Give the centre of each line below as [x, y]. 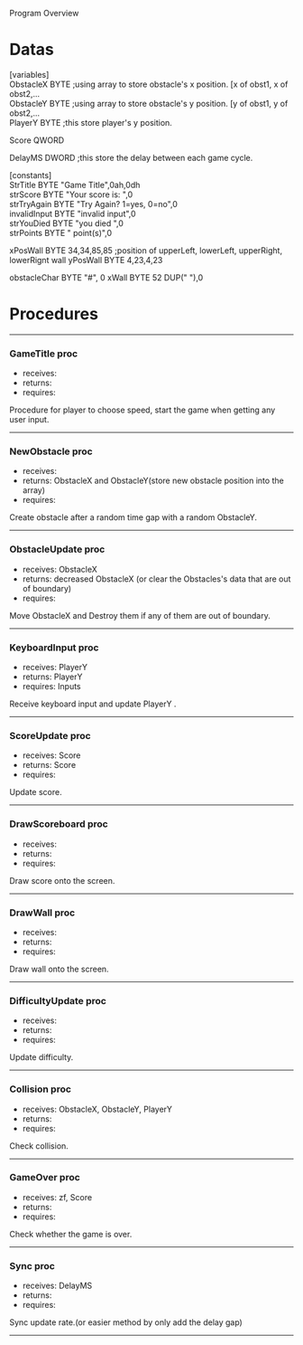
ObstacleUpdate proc [57, 549]
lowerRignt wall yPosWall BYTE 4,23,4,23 [86, 260]
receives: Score [51, 755]
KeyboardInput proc [54, 648]
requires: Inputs [51, 687]
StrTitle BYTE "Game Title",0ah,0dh [75, 185]
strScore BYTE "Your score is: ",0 [71, 194]
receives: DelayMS [57, 1286]
